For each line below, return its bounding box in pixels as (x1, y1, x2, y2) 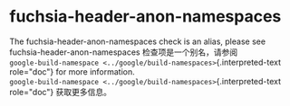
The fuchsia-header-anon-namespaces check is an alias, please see (9, 36, 266, 47)
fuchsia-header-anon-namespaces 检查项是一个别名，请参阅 (9, 47, 238, 57)
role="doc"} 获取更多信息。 (9, 86, 111, 97)
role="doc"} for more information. (9, 66, 136, 77)
